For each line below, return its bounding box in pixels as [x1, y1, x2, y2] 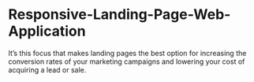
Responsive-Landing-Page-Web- [8, 6, 231, 24]
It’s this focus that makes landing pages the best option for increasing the [8, 48, 247, 58]
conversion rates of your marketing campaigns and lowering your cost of [8, 57, 245, 66]
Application [8, 22, 86, 40]
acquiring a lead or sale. [8, 65, 87, 74]
